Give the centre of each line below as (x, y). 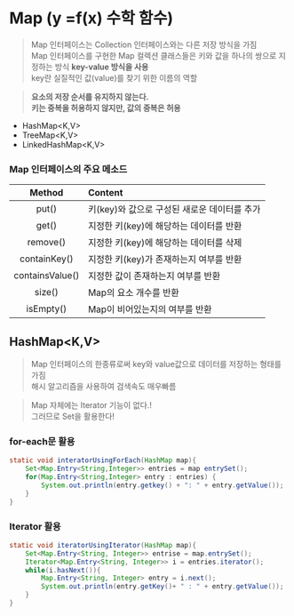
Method (47, 193)
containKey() (46, 259)
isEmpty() (47, 309)
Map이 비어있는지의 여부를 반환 (150, 309)
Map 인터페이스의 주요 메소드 (68, 169)
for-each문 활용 (42, 441)
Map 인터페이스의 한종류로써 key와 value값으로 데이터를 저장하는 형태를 (156, 364)
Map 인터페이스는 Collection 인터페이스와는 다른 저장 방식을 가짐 (144, 44)
